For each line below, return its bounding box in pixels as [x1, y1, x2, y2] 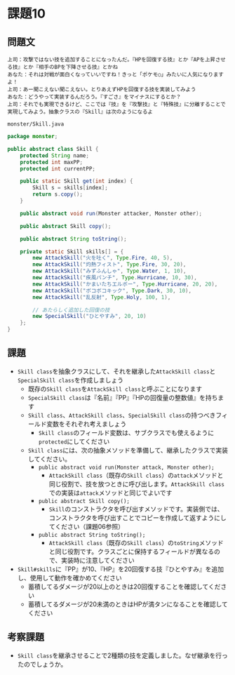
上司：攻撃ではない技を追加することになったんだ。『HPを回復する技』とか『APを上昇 [7, 56, 216, 63]
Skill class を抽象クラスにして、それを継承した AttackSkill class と [17, 367, 216, 375]
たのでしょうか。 [17, 660, 67, 668]
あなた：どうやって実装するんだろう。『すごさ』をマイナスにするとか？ [7, 93, 182, 100]
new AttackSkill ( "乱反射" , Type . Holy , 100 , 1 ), [32, 293, 171, 301]
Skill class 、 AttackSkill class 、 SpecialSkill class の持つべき [27, 410, 216, 419]
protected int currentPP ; [20, 165, 96, 172]
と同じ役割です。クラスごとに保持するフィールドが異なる [48, 547, 215, 556]
